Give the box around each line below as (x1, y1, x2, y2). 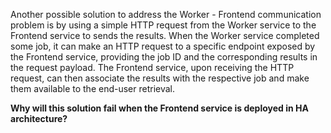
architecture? (10, 113, 68, 124)
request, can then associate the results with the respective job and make (10, 72, 310, 84)
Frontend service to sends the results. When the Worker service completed (10, 30, 320, 41)
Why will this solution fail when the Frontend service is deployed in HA (10, 102, 309, 114)
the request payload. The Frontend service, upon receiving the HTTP (10, 62, 295, 73)
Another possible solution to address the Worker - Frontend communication (10, 9, 322, 20)
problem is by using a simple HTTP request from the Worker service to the (10, 19, 317, 31)
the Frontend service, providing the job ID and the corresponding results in (10, 51, 318, 63)
